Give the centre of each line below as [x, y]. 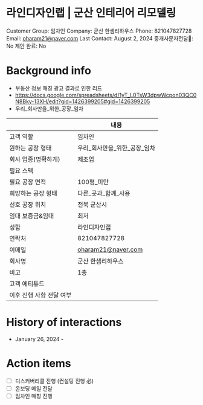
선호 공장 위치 [28, 205]
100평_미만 [93, 182]
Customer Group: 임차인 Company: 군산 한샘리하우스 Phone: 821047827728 [99, 31]
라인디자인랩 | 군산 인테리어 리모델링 [91, 13]
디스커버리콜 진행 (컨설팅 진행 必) [54, 381]
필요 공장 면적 [28, 182]
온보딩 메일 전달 [34, 388]
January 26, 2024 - [39, 339]
